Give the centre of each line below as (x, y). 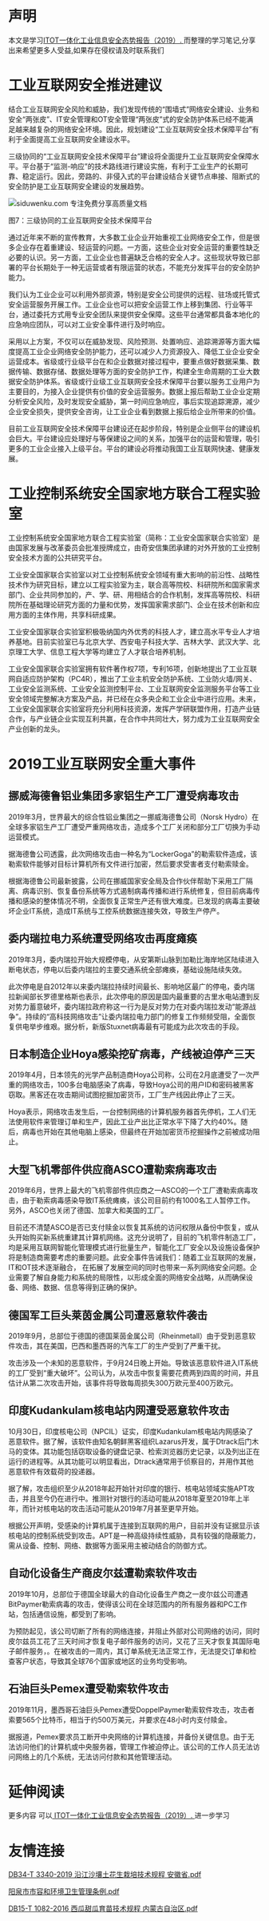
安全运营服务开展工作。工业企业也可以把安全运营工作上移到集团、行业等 (127, 304)
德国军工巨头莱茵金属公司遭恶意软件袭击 (108, 1315)
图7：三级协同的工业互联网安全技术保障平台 (80, 220)
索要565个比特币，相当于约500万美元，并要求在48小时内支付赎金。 (120, 1719)
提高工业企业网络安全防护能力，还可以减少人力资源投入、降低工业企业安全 (137, 351)
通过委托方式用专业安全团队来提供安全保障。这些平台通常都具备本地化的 (141, 314)
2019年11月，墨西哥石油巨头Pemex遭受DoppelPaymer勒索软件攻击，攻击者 (132, 1710)
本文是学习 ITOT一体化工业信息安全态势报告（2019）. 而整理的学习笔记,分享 (132, 40)
